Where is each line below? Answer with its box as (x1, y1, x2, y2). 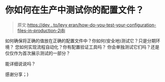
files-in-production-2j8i (17, 27, 65, 33)
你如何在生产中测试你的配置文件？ (5, 4, 145, 16)
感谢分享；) (5, 71, 29, 77)
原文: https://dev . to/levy (17, 22, 68, 28)
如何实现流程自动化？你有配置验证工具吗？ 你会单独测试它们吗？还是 (19, 44, 160, 50)
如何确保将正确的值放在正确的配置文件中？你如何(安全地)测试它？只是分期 (5, 38, 156, 44)
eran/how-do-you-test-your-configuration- (68, 22, 157, 28)
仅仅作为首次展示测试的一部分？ (5, 50, 70, 56)
